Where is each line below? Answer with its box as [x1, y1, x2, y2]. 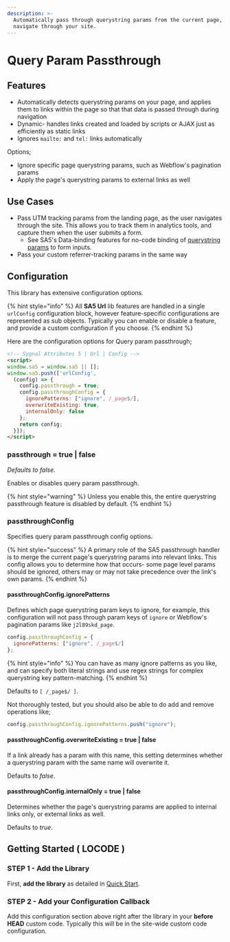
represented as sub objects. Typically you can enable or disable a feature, [7, 317, 216, 325]
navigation [16, 113, 47, 121]
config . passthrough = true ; [19, 382, 100, 389]
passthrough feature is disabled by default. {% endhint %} [7, 499, 172, 507]
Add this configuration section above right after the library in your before [7, 912, 214, 920]
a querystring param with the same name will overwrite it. [7, 758, 170, 767]
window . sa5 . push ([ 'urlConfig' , [7, 369, 97, 377]
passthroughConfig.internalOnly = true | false [7, 787, 141, 796]
